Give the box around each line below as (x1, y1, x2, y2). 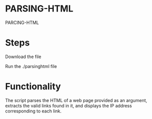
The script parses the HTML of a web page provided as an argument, (5, 97, 148, 103)
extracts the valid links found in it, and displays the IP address (5, 102, 132, 108)
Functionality (5, 81, 61, 92)
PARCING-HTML (5, 19, 39, 25)
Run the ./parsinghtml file (5, 63, 57, 69)
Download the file (5, 53, 41, 59)
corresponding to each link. (5, 108, 62, 114)
